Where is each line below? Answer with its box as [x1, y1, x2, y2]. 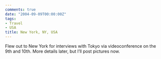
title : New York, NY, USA [5, 30, 58, 35]
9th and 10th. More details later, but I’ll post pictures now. [5, 48, 121, 54]
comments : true [5, 7, 36, 12]
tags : [5, 16, 16, 21]
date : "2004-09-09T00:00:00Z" [5, 12, 67, 17]
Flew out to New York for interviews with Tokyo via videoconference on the [5, 43, 156, 49]
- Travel [5, 20, 23, 26]
